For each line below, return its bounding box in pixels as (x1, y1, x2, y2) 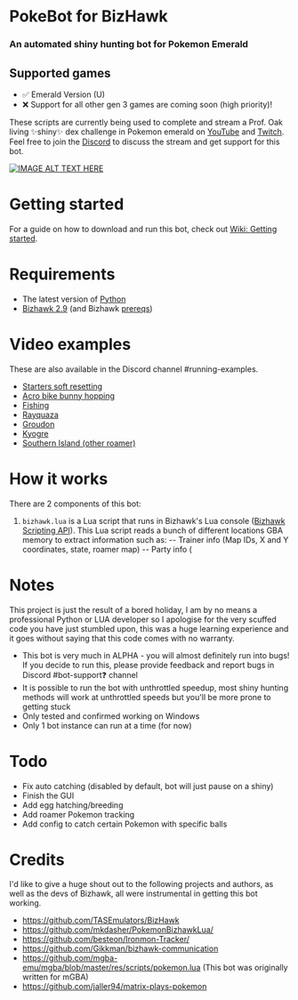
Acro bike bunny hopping (21, 390, 116, 401)
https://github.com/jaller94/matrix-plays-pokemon (21, 981, 207, 992)
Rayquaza (21, 409, 60, 420)
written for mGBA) (21, 972, 89, 982)
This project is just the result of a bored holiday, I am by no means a (9, 604, 258, 615)
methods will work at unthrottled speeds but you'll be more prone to (21, 691, 271, 702)
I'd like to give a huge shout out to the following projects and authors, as (9, 879, 274, 890)
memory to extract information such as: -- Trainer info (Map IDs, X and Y (21, 534, 289, 544)
